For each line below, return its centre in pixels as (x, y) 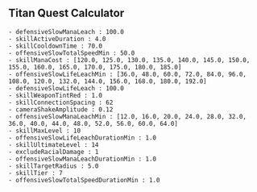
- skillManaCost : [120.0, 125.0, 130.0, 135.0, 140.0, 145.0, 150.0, (129, 60)
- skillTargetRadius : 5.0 (54, 166)
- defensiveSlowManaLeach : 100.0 (66, 31)
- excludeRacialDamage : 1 (54, 152)
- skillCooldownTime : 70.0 (56, 46)
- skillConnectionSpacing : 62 (61, 102)
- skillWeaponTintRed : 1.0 (56, 95)
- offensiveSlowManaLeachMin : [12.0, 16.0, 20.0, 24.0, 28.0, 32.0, (128, 116)
